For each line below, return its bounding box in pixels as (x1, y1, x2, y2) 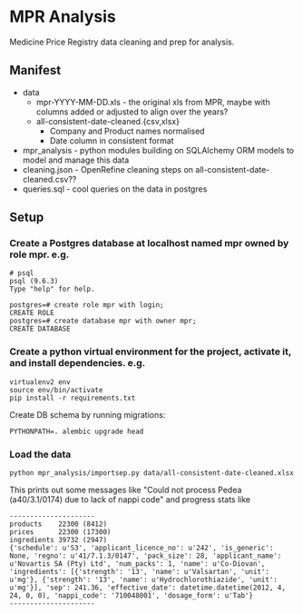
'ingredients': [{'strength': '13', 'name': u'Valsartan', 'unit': (9, 568, 270, 577)
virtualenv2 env (9, 377, 71, 387)
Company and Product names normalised (49, 125, 206, 136)
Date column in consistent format (49, 134, 174, 146)
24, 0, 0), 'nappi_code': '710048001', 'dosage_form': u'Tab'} (9, 591, 254, 600)
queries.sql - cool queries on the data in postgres (22, 183, 208, 194)
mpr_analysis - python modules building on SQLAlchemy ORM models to (22, 144, 295, 155)
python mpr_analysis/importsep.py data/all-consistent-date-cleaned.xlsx (9, 469, 295, 478)
